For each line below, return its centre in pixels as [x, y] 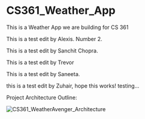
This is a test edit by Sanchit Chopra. [52, 50]
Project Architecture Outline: [42, 97]
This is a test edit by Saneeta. [43, 74]
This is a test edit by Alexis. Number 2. [54, 39]
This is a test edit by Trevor [40, 62]
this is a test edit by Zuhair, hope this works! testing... [73, 86]
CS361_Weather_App [61, 11]
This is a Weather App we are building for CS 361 [67, 27]
